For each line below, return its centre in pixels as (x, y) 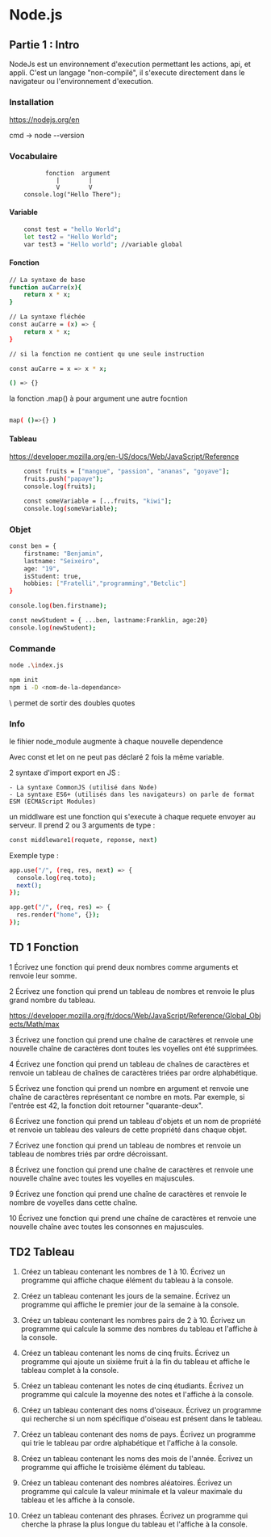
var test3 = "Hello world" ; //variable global (103, 244)
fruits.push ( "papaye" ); (64, 479)
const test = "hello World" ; (73, 229)
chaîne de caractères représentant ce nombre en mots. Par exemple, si (127, 1097)
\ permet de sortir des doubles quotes (72, 703)
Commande (32, 648)
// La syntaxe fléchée (47, 317)
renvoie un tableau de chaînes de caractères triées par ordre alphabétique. (133, 1072)
